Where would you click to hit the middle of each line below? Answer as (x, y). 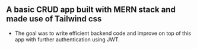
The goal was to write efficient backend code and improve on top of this (103, 33)
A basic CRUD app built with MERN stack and (91, 10)
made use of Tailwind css (54, 19)
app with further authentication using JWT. (67, 39)
